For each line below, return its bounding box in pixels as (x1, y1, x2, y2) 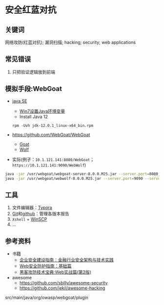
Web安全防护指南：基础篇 (19, 263, 72, 269)
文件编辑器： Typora (12, 205, 52, 211)
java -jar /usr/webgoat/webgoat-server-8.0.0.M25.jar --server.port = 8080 (5, 171, 159, 176)
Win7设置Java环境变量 (19, 108, 65, 114)
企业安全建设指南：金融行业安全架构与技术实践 (19, 257, 114, 262)
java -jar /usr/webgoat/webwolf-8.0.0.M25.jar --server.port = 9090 (5, 176, 143, 181)
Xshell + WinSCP (12, 216, 47, 222)
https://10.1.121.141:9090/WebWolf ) (12, 162, 86, 168)
